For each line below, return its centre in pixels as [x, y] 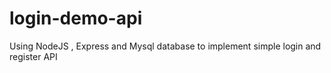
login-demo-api [76, 18]
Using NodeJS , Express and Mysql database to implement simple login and [165, 46]
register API [33, 56]
